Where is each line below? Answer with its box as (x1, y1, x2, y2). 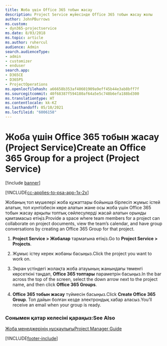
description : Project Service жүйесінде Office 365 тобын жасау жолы (5, 12, 153, 17)
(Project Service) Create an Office (5, 142, 146, 153)
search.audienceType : (5, 49, 50, 54)
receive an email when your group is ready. (12, 301, 101, 308)
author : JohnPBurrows (5, 17, 50, 22)
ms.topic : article (5, 36, 43, 41)
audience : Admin (5, 45, 39, 50)
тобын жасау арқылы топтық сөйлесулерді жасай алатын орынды (5, 210, 147, 216)
